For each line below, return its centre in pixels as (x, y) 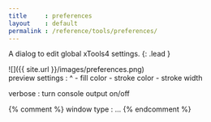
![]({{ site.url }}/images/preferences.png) (76, 69)
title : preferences (50, 16)
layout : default (43, 23)
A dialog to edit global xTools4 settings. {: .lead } (89, 54)
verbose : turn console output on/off (69, 94)
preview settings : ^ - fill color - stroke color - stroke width (105, 78)
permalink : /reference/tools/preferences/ (83, 31)
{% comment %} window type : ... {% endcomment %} (100, 109)
